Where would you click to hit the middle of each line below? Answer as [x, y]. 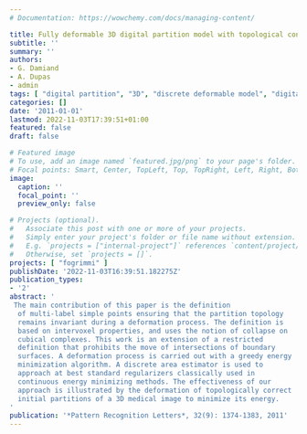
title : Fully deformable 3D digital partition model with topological [147, 34]
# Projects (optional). [55, 220]
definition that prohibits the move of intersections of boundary [147, 348]
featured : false [40, 128]
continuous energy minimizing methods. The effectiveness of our [145, 381]
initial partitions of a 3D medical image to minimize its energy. [149, 398]
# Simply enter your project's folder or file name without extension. [153, 238]
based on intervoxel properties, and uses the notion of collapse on [153, 331]
